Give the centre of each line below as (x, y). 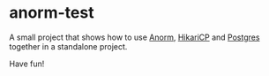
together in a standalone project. (68, 46)
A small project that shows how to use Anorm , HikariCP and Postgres (134, 37)
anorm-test (52, 13)
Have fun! (27, 64)
